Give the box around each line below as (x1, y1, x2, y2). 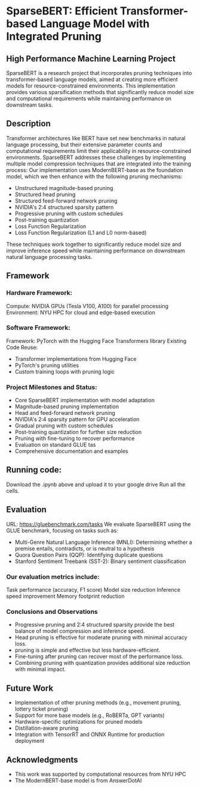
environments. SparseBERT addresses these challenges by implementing (6, 153, 186, 161)
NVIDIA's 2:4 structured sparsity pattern (14, 203, 114, 210)
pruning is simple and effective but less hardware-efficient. (14, 646, 161, 654)
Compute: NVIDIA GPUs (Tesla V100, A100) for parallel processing (6, 302, 169, 309)
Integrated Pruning (6, 30, 101, 43)
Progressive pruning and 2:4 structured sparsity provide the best (14, 621, 175, 628)
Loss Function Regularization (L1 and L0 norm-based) (14, 229, 147, 236)
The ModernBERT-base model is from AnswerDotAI (14, 776, 142, 784)
